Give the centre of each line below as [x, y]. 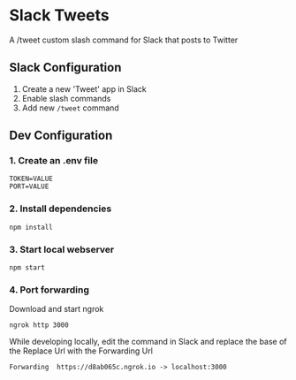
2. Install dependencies [61, 209]
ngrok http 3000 [39, 325]
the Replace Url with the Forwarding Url [81, 351]
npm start [27, 268]
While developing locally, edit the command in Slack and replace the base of [148, 342]
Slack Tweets [59, 15]
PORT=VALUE [29, 186]
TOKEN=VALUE [31, 179]
